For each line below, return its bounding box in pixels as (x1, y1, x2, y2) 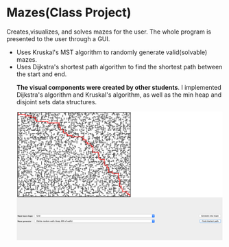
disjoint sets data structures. (16, 97, 97, 106)
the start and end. (16, 70, 67, 78)
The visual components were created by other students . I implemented (16, 83, 222, 91)
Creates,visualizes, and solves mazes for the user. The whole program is (6, 27, 212, 36)
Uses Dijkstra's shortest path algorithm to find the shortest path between (16, 62, 223, 71)
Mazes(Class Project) (6, 5, 132, 21)
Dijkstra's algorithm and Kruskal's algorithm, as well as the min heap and (16, 91, 222, 99)
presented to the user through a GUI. (6, 34, 110, 43)
